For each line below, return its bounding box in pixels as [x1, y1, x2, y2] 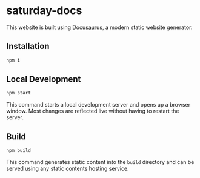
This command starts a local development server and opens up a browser [6, 101, 191, 108]
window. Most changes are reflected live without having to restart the [6, 107, 179, 115]
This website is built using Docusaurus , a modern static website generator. [6, 24, 193, 31]
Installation [6, 41, 50, 51]
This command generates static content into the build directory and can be [6, 159, 195, 165]
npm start [6, 90, 32, 96]
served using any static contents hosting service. [6, 165, 129, 172]
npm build [6, 148, 32, 154]
